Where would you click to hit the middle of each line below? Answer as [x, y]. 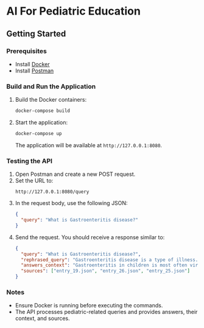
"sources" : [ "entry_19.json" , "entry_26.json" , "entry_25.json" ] [106, 271]
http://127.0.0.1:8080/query [52, 192]
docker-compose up [38, 134]
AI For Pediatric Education [74, 11]
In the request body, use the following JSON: [71, 203]
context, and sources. [42, 318]
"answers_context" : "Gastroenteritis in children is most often [104, 265]
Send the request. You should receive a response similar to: [90, 237]
